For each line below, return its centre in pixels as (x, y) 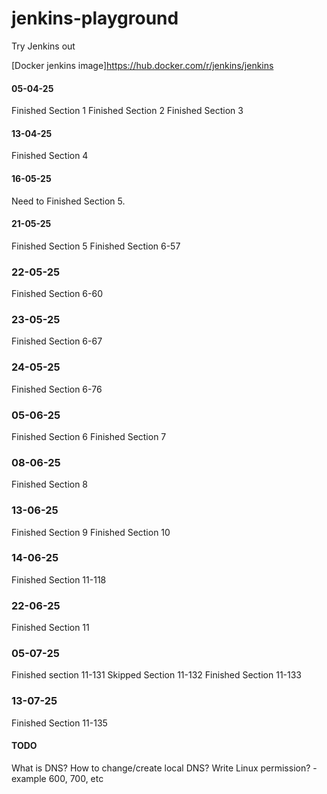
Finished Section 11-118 (59, 579)
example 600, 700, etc (57, 778)
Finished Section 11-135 (59, 723)
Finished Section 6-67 (57, 341)
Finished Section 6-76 (57, 389)
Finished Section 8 (50, 484)
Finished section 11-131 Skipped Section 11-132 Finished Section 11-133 (157, 675)
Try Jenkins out (43, 46)
